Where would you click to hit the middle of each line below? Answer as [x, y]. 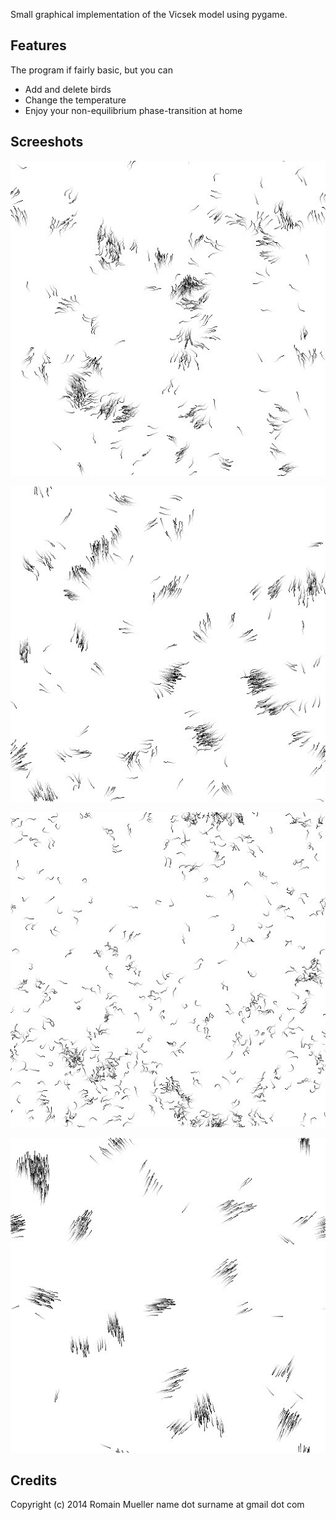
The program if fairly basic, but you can [91, 70]
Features [38, 45]
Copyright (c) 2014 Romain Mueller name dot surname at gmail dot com [157, 1505]
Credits [34, 1480]
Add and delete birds [68, 89]
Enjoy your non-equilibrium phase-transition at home [133, 110]
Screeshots [47, 142]
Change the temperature [75, 100]
